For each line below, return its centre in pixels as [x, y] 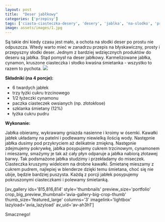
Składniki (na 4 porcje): [29, 78]
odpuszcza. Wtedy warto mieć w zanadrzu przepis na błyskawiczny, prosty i [83, 47]
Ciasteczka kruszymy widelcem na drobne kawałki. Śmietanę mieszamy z [80, 164]
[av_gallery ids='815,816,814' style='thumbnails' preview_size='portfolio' [78, 189]
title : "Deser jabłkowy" [31, 14]
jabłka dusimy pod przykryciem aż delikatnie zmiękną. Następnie [71, 143]
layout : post [18, 10]
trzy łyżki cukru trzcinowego [41, 93]
